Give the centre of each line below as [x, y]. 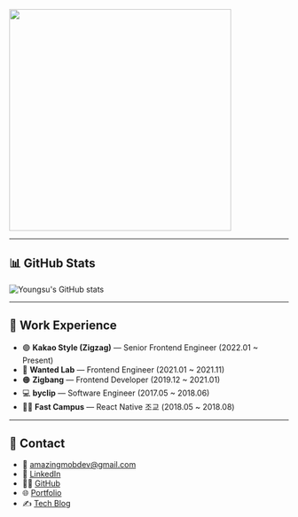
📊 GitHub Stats [52, 264]
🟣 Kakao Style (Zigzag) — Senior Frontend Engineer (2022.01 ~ [140, 347]
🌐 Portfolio [42, 493]
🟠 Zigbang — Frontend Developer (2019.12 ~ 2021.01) [121, 380]
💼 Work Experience [63, 326]
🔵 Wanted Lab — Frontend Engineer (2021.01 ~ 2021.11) [123, 369]
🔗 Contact [37, 444]
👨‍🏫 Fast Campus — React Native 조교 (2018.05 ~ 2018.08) [128, 406]
